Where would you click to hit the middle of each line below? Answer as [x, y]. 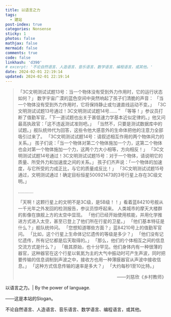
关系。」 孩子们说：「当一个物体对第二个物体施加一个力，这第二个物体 [90, 143]
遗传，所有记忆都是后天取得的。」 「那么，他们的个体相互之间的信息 [93, 240]
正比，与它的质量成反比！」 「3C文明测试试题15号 [111, 168]
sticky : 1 [16, 34]
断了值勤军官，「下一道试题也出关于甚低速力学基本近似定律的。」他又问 [92, 117]
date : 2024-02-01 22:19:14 [34, 72]
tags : [11, 15]
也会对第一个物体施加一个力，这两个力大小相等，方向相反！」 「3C [89, 149]
